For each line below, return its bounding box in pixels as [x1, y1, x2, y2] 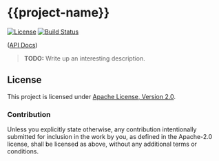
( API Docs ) [7, 41, 38, 49]
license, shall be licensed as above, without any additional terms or [7, 140, 198, 149]
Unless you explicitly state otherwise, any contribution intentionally [7, 125, 197, 133]
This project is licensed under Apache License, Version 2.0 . [7, 92, 176, 100]
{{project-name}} [7, 5, 110, 21]
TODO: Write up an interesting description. [23, 54, 146, 63]
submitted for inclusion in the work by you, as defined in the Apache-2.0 [7, 133, 212, 141]
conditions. [7, 147, 39, 155]
